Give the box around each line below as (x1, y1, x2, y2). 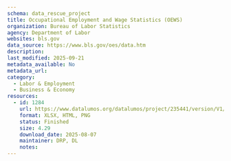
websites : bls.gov (7, 36, 60, 42)
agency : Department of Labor (7, 29, 91, 36)
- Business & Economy (13, 86, 76, 93)
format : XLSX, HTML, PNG (19, 112, 91, 119)
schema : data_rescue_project (7, 10, 91, 17)
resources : (7, 93, 38, 100)
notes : (19, 144, 38, 151)
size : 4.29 (19, 125, 51, 132)
